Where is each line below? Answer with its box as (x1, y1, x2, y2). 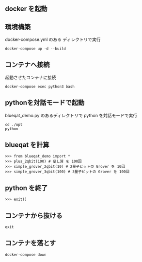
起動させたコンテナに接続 (5, 74, 56, 80)
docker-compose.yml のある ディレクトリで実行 (5, 36, 101, 42)
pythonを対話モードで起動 (5, 99, 85, 107)
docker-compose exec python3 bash (5, 84, 75, 89)
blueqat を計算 (5, 141, 49, 149)
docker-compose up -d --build (5, 46, 66, 51)
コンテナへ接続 (5, 61, 50, 69)
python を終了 (5, 184, 48, 192)
